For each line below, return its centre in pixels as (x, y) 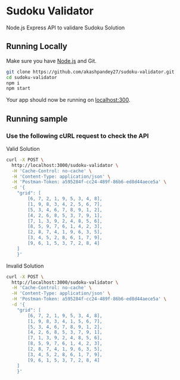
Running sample (37, 119)
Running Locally (37, 46)
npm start (18, 89)
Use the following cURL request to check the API (77, 136)
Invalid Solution (25, 266)
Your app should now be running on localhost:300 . (68, 100)
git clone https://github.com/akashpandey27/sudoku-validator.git (90, 72)
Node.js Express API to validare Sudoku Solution (66, 28)
